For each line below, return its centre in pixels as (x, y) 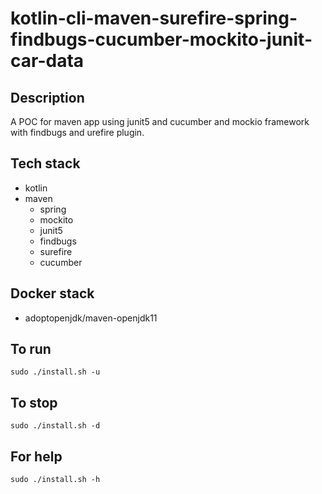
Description (47, 97)
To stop (34, 402)
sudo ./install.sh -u (55, 372)
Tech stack (45, 163)
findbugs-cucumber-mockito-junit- (161, 39)
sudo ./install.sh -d (55, 426)
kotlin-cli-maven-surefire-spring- (154, 18)
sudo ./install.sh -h (55, 480)
